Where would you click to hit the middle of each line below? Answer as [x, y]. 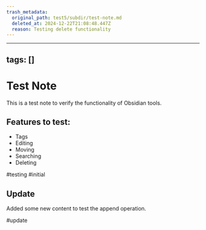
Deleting [26, 163]
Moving [25, 150]
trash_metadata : [27, 12]
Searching [28, 156]
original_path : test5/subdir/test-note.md [67, 18]
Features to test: [38, 122]
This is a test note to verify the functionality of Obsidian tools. [84, 103]
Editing [24, 143]
